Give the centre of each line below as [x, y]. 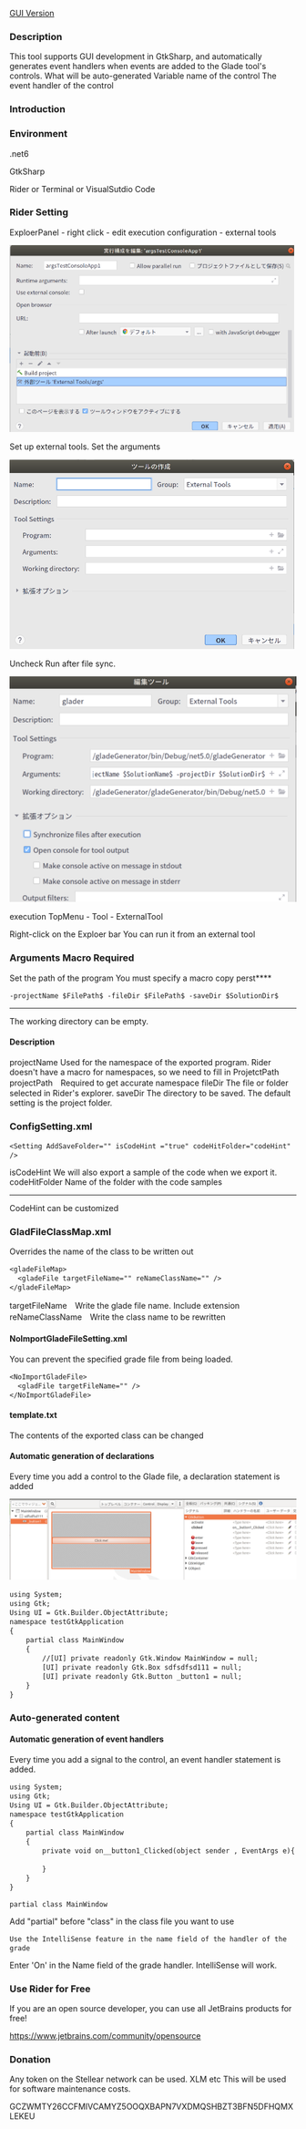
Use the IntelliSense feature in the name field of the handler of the [148, 1939]
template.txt [33, 1415]
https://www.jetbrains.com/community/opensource [106, 2036]
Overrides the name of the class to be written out [102, 1251]
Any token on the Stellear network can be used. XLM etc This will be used [148, 2079]
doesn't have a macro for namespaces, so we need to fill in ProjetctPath [144, 1072]
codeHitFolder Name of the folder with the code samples [116, 1182]
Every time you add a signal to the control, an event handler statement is [145, 1759]
